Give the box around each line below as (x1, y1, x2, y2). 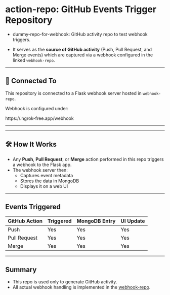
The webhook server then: (12, 167, 68, 173)
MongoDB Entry (76, 217, 116, 224)
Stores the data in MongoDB (20, 178, 79, 184)
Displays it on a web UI (20, 183, 68, 189)
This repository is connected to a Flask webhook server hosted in (5, 90, 142, 96)
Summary (5, 265, 37, 274)
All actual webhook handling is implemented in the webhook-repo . (12, 284, 151, 290)
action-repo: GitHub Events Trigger (5, 4, 157, 15)
